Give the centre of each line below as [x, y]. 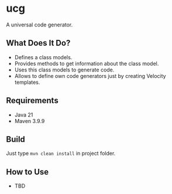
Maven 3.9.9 [30, 121]
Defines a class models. [43, 57]
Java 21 [24, 115]
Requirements [32, 101]
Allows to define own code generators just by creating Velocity [90, 76]
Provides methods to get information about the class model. [87, 63]
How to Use [27, 172]
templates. [27, 82]
